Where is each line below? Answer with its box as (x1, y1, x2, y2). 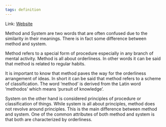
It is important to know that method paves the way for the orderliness (5, 70, 146, 76)
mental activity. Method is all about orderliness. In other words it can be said (5, 55, 161, 62)
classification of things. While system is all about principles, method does (5, 100, 155, 106)
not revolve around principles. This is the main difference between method (5, 106, 158, 112)
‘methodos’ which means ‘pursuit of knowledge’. (5, 86, 104, 92)
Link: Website (5, 21, 33, 27)
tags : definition (5, 7, 41, 12)
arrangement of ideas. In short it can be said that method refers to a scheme (5, 75, 161, 81)
